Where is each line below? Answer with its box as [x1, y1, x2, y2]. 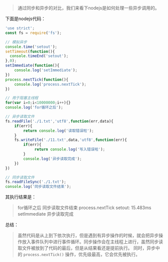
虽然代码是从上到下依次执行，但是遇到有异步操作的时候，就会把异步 [17, 232, 159, 239]
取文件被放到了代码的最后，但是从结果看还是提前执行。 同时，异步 [17, 245, 156, 251]
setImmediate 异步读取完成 [17, 211, 74, 217]
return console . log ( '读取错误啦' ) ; [23, 128, 94, 133]
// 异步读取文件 [5, 114, 35, 119]
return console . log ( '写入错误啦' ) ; [34, 147, 106, 152]
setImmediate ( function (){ [5, 63, 59, 68]
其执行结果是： [5, 194, 36, 200]
